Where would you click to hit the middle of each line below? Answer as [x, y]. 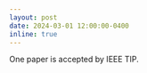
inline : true [33, 34]
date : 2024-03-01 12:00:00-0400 [69, 26]
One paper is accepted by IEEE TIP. [74, 60]
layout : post [33, 17]
